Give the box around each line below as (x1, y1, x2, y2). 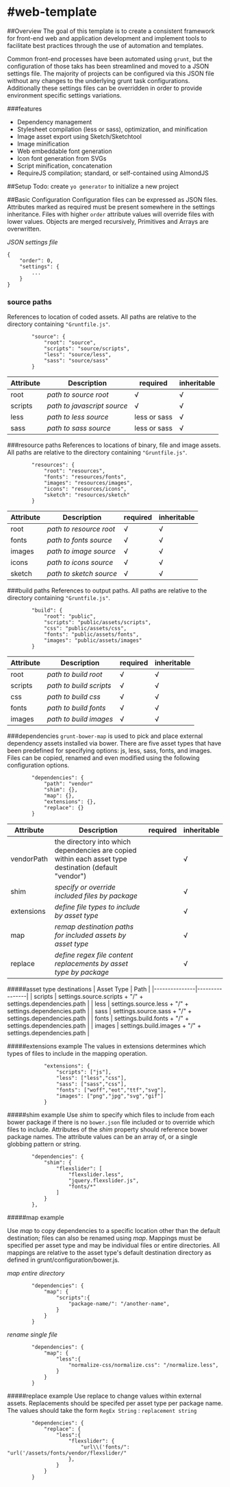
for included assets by (54, 931, 127, 941)
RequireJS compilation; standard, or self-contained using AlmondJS (16, 169, 209, 177)
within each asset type (54, 854, 128, 864)
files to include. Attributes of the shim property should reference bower (7, 1125, 208, 1133)
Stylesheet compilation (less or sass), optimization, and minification (16, 125, 208, 133)
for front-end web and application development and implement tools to (7, 34, 207, 42)
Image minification (16, 139, 70, 148)
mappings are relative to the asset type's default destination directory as (7, 1249, 212, 1257)
